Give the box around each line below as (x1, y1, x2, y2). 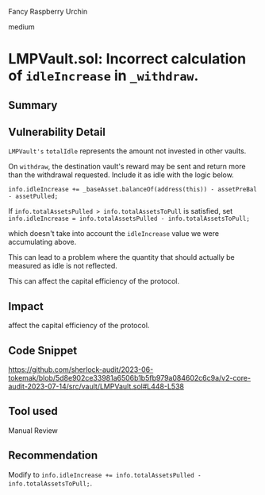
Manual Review (8, 425, 58, 435)
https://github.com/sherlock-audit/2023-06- (8, 365, 154, 374)
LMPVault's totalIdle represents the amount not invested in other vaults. (8, 146, 247, 156)
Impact (8, 300, 44, 313)
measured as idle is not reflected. (8, 261, 117, 271)
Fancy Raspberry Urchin (8, 7, 88, 16)
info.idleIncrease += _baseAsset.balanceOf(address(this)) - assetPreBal (8, 186, 258, 194)
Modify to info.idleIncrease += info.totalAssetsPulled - (8, 470, 202, 479)
